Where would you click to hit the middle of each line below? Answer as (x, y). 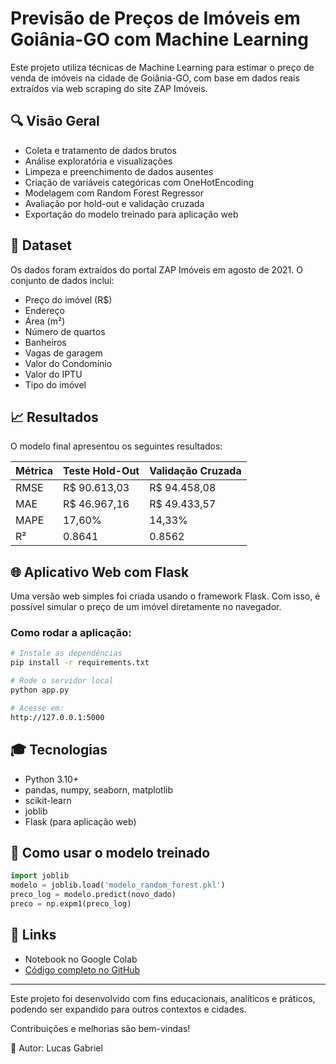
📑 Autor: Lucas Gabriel (56, 1048)
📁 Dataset (41, 245)
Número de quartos (65, 331)
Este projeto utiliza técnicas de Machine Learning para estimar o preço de (162, 67)
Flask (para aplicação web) (80, 821)
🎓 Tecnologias (59, 750)
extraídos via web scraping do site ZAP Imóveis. (109, 88)
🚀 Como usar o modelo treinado (110, 852)
